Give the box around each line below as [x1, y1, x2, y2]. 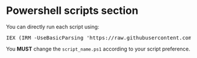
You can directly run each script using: [6, 23, 100, 30]
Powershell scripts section [6, 4, 139, 17]
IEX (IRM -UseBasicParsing [6, 34, 84, 41]
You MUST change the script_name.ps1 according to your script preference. [6, 45, 191, 52]
